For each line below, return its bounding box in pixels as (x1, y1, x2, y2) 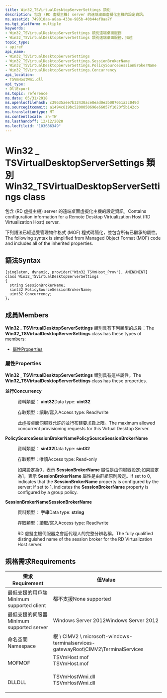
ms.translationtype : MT (5, 109, 55, 115)
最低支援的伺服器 (7, 611, 48, 618)
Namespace (7, 643, 36, 650)
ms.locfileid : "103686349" (5, 123, 61, 128)
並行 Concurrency (5, 388, 42, 394)
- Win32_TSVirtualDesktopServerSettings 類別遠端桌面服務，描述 (5, 35, 133, 40)
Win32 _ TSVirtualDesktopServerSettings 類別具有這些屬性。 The (5, 372, 142, 378)
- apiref (5, 44, 23, 49)
